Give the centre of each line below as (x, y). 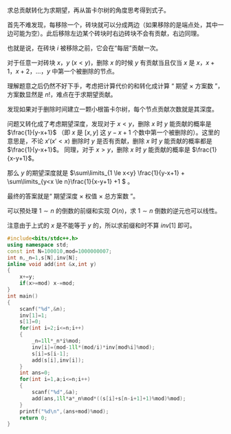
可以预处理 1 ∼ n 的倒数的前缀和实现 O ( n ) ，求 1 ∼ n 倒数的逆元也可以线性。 (114, 211)
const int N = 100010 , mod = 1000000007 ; (59, 251)
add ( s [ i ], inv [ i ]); (58, 360)
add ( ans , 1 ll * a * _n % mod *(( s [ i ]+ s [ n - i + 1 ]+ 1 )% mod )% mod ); (109, 398)
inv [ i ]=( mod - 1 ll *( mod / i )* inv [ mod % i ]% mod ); (93, 347)
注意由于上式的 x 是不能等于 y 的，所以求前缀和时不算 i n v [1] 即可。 (101, 225)
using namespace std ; (38, 245)
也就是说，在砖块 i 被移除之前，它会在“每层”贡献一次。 (85, 48)
